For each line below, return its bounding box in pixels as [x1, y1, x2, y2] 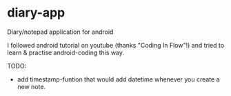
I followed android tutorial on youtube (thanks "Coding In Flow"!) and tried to [7, 41, 225, 49]
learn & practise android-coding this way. [7, 48, 125, 57]
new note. [17, 82, 46, 90]
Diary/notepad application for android [7, 28, 114, 36]
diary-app [7, 5, 66, 21]
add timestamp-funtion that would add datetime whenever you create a [17, 75, 220, 84]
